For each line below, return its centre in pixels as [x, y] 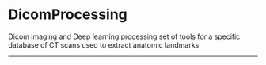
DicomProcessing [68, 15]
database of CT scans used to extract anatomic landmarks [104, 44]
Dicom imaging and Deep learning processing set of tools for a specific [124, 36]
